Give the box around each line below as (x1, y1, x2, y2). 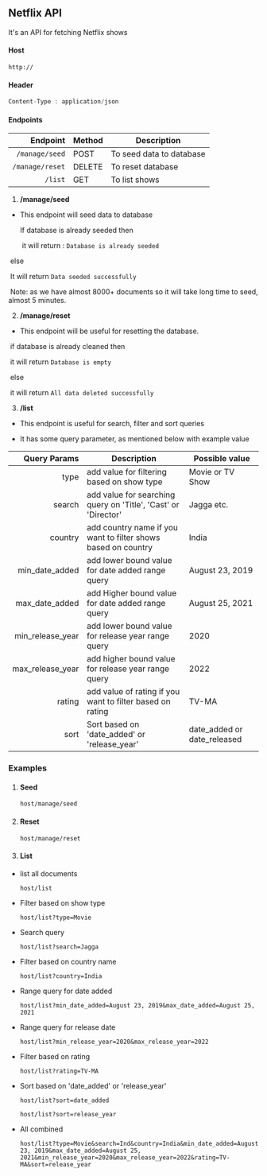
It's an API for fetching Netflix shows (8, 27, 128, 37)
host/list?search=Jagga (19, 942, 99, 951)
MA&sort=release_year (19, 1160, 91, 1168)
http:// (8, 64, 34, 72)
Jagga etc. (188, 499, 229, 510)
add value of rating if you (86, 686, 180, 697)
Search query (19, 927, 65, 937)
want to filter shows (86, 532, 161, 543)
